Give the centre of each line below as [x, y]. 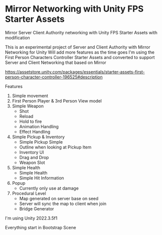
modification [17, 38]
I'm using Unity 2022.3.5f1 [31, 218]
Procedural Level [29, 193]
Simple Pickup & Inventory [38, 137]
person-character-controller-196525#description [54, 77]
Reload [26, 116]
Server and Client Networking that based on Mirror [56, 62]
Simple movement [30, 96]
